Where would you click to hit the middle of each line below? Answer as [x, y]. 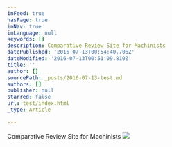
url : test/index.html [38, 104]
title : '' [21, 65]
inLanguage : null [32, 33]
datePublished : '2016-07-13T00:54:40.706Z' [71, 52]
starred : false [29, 97]
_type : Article [29, 110]
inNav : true [24, 26]
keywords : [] [26, 39]
